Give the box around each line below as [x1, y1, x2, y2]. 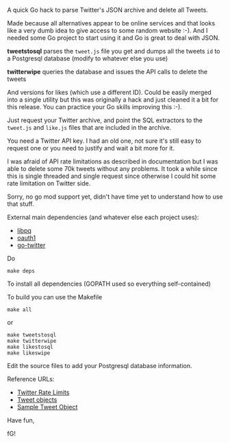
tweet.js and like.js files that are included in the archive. [7, 124, 172, 131]
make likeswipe [7, 350, 51, 356]
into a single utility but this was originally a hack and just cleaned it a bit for [7, 95, 219, 104]
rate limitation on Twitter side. [7, 179, 91, 188]
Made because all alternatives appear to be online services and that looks [7, 19, 216, 27]
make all [7, 306, 32, 313]
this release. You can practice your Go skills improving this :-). [7, 103, 183, 111]
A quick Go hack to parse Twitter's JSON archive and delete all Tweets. [7, 6, 209, 14]
